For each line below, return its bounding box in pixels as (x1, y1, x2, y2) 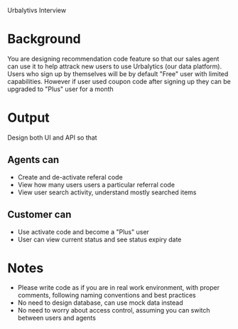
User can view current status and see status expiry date (17, 235, 182, 244)
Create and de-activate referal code (17, 172, 123, 181)
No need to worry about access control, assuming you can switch (17, 306, 211, 315)
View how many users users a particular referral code (17, 180, 175, 189)
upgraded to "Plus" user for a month (7, 85, 114, 93)
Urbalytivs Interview (7, 6, 66, 14)
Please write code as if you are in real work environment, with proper (17, 283, 220, 292)
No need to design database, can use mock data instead (17, 298, 183, 307)
